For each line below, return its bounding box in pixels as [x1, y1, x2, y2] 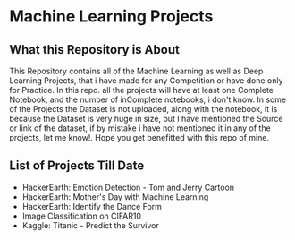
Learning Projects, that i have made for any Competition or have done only [9, 75, 283, 86]
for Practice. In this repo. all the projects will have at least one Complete [9, 85, 274, 95]
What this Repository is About [9, 42, 181, 57]
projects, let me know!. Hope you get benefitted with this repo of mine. [9, 133, 270, 142]
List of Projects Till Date [9, 159, 145, 174]
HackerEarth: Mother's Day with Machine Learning [21, 191, 209, 202]
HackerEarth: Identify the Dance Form [21, 201, 163, 211]
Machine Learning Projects [9, 6, 214, 27]
